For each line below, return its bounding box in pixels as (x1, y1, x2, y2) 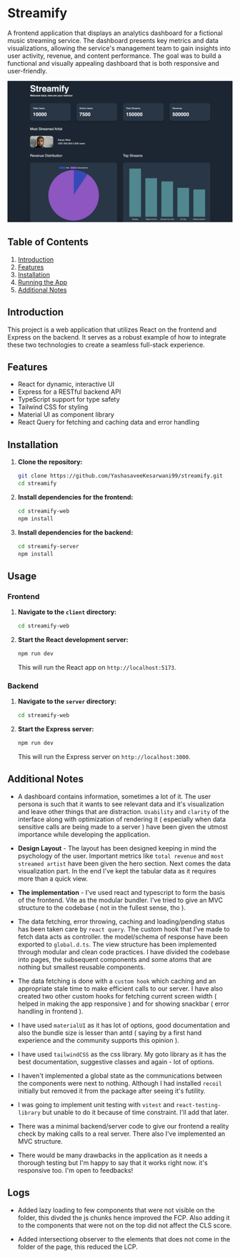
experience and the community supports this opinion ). (17, 1036, 180, 1044)
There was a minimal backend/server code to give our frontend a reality (17, 1121, 229, 1130)
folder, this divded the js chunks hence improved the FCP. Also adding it (17, 1213, 230, 1222)
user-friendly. (7, 66, 48, 75)
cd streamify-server (17, 543, 79, 550)
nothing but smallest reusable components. (17, 963, 146, 971)
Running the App (17, 277, 68, 287)
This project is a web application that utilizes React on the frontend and (7, 325, 217, 334)
